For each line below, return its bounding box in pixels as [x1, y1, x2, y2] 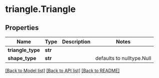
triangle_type [7, 46, 40, 53]
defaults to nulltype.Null [95, 55, 151, 61]
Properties [5, 23, 39, 32]
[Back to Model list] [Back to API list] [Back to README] [5, 67, 120, 73]
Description [62, 38, 91, 45]
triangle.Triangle [5, 3, 76, 15]
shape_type [7, 55, 36, 61]
